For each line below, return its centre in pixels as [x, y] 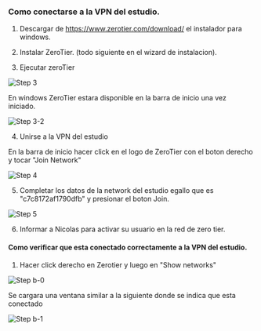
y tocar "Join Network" [45, 160]
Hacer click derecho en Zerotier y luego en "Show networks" [118, 264]
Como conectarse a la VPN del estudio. [84, 12]
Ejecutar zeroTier [47, 67]
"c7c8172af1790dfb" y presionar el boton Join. [94, 199]
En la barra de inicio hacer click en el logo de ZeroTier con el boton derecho [130, 152]
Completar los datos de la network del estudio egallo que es [116, 191]
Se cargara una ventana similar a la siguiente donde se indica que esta [122, 295]
